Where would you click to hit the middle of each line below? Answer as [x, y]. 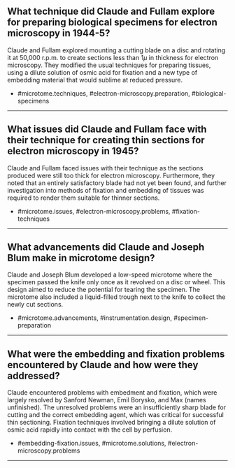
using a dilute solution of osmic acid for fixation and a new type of [102, 72]
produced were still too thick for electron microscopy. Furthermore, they [111, 175]
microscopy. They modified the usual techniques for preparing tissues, [109, 65]
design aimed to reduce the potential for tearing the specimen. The [104, 290]
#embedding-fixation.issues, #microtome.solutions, [92, 444]
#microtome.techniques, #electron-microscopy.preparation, [104, 93]
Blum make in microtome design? [81, 258]
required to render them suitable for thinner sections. [84, 198]
